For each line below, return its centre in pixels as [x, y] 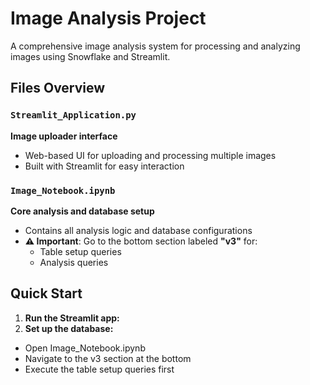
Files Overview [58, 88]
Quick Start [46, 293]
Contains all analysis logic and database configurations [138, 230]
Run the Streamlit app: [72, 318]
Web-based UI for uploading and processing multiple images [150, 155]
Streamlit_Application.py [73, 115]
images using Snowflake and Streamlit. [90, 56]
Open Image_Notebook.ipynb [85, 348]
